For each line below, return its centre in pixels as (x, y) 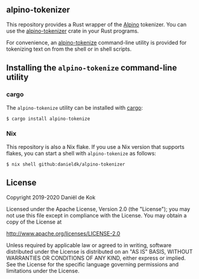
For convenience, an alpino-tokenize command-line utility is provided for (96, 42)
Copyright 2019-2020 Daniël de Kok (51, 197)
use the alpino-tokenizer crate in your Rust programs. (73, 31)
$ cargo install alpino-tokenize (48, 119)
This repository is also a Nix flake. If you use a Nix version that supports (96, 146)
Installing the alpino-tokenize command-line (92, 68)
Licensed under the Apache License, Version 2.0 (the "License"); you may (98, 209)
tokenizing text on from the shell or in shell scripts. (69, 49)
